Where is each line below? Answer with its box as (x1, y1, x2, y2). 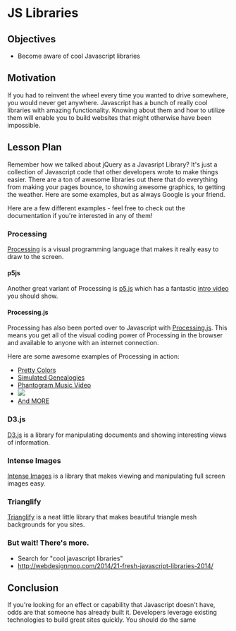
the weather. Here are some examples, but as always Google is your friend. (7, 190, 225, 198)
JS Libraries (7, 5, 79, 21)
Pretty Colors (17, 366, 56, 375)
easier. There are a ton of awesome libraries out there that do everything (7, 175, 218, 184)
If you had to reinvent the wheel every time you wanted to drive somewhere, (7, 90, 229, 100)
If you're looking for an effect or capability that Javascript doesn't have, (7, 601, 216, 609)
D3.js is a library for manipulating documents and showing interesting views (7, 431, 227, 439)
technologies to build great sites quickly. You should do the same (7, 615, 197, 624)
